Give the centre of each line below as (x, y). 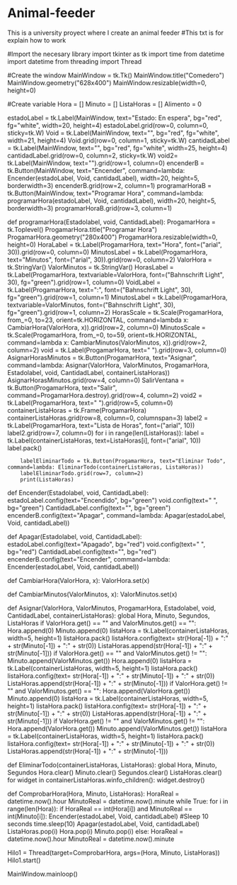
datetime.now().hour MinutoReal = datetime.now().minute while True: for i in (118, 801)
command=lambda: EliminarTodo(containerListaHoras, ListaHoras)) (105, 467)
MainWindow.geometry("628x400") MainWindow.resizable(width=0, (107, 82)
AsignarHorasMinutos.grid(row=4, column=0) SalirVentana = (96, 380)
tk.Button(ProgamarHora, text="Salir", (62, 387)
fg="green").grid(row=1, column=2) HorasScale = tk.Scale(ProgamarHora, (116, 312)
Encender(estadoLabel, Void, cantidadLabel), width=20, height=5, (103, 178)
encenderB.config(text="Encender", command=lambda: (89, 559)
